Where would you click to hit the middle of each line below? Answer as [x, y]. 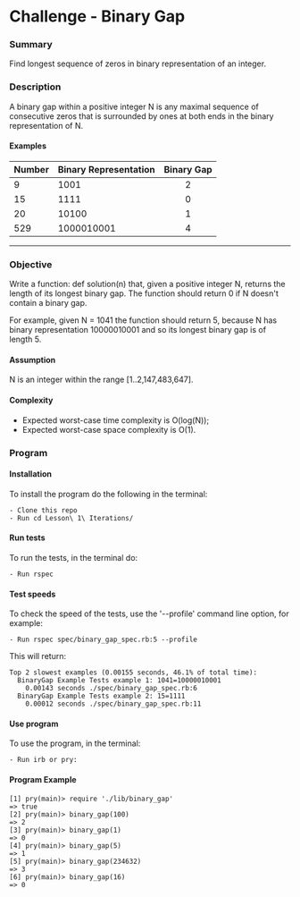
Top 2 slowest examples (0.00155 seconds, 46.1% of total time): [133, 673]
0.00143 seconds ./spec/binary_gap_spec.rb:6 [112, 689]
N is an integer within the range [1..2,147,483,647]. [101, 380]
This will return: [38, 656]
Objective [31, 264]
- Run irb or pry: [43, 760]
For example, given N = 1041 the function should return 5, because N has [143, 320]
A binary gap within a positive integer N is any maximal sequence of [134, 106]
